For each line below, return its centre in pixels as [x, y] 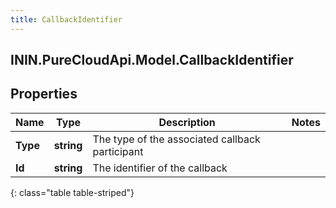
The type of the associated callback [176, 139]
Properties [44, 94]
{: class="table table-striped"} [72, 192]
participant [118, 151]
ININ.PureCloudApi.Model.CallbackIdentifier [152, 60]
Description [187, 122]
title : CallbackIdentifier [66, 19]
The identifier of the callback [160, 168]
